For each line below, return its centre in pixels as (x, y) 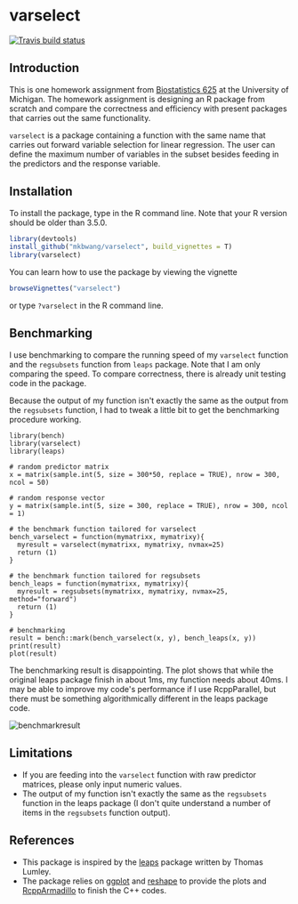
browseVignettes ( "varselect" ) (65, 289)
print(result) (36, 646)
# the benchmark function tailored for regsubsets (105, 576)
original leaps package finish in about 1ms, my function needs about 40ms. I (149, 679)
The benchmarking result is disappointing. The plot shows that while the (141, 670)
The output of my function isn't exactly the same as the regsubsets (144, 794)
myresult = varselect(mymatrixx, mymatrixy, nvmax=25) (121, 545)
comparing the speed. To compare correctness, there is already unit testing (148, 374)
